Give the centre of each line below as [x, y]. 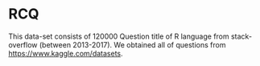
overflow [23, 44]
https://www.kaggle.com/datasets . [66, 53]
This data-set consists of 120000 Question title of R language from [119, 36]
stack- [241, 36]
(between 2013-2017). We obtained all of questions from [132, 44]
